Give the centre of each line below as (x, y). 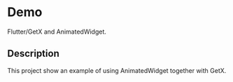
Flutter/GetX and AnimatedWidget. (57, 32)
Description (33, 54)
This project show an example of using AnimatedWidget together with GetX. (117, 70)
